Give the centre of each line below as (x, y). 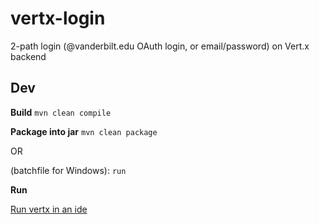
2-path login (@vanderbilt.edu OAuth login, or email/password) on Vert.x (160, 46)
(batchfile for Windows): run (68, 170)
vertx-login (58, 18)
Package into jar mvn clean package (84, 131)
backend (28, 56)
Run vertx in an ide (49, 209)
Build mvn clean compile (61, 112)
